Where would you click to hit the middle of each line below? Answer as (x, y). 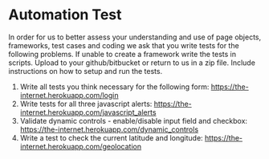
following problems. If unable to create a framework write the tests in (122, 54)
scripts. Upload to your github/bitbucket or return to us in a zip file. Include (132, 63)
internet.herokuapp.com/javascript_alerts (88, 112)
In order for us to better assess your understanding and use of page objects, (135, 37)
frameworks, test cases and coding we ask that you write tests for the (124, 45)
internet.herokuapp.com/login (69, 95)
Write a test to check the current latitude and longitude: (111, 137)
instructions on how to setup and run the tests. (86, 71)
